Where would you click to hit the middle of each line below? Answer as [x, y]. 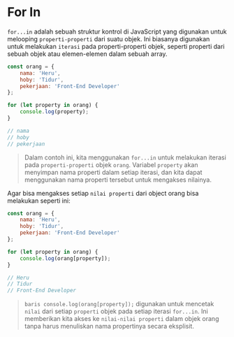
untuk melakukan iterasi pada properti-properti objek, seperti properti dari [116, 46]
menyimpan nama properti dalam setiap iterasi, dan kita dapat [113, 172]
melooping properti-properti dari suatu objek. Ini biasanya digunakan [109, 38]
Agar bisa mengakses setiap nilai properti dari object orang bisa [103, 193]
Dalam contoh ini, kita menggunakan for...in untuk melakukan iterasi [125, 157]
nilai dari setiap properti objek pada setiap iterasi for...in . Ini [116, 311]
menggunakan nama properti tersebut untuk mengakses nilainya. [118, 180]
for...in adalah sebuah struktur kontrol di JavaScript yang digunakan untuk [117, 31]
